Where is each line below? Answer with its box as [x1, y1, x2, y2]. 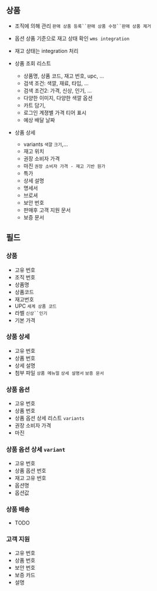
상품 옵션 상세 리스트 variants [14, 415, 85, 422]
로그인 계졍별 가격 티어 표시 [23, 109, 86, 116]
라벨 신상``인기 [14, 309, 48, 316]
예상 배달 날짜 [23, 116, 55, 123]
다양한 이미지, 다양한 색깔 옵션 [23, 94, 93, 101]
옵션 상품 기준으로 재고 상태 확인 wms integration [14, 35, 130, 42]
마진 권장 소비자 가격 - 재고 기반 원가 [23, 162, 106, 169]
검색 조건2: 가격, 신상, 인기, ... [23, 87, 92, 94]
